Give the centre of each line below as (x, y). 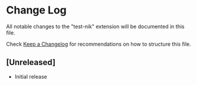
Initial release (31, 76)
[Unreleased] (31, 62)
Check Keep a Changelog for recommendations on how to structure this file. (99, 44)
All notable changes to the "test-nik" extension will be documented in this (95, 26)
